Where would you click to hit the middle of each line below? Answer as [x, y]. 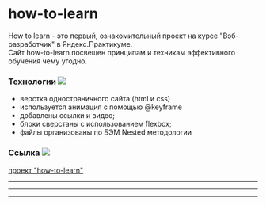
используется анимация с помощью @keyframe [101, 107]
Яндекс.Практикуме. [97, 44]
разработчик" [32, 44]
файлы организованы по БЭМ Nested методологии [106, 132]
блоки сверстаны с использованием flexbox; [95, 124]
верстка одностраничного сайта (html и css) [95, 99]
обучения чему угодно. [48, 61]
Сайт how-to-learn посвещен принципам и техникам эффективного [122, 52]
